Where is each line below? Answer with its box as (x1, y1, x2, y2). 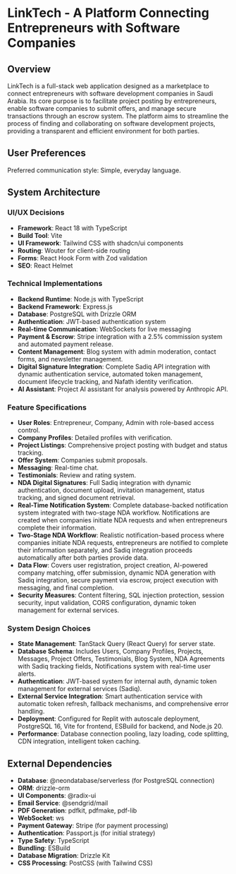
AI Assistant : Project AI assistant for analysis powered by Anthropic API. (17, 385, 228, 393)
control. (17, 426, 40, 435)
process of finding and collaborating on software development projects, (7, 119, 216, 128)
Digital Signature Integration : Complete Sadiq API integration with (17, 362, 211, 371)
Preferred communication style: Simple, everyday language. (7, 166, 181, 174)
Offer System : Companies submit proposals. (17, 456, 148, 465)
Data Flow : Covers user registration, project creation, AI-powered (17, 561, 209, 570)
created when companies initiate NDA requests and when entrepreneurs (17, 516, 228, 525)
